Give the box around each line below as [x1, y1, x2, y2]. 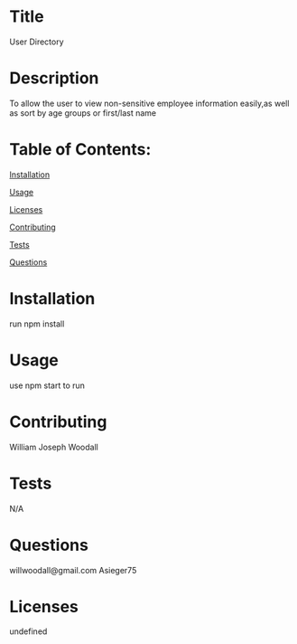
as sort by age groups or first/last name [9, 107, 157, 118]
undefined [9, 626, 48, 637]
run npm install [9, 318, 65, 329]
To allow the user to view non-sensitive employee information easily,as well [9, 98, 290, 109]
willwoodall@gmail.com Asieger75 [9, 564, 137, 575]
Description [9, 68, 99, 89]
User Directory [9, 36, 65, 47]
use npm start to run [9, 380, 86, 391]
